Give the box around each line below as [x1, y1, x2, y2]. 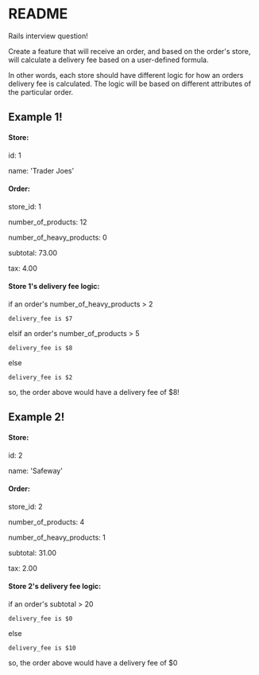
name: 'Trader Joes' [8, 166, 75, 175]
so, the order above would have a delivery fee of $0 [8, 657, 178, 667]
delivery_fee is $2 [8, 373, 73, 381]
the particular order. [8, 87, 74, 96]
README [8, 5, 68, 23]
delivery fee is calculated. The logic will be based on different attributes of [8, 79, 252, 88]
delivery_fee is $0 [8, 615, 73, 622]
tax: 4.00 [8, 263, 38, 273]
